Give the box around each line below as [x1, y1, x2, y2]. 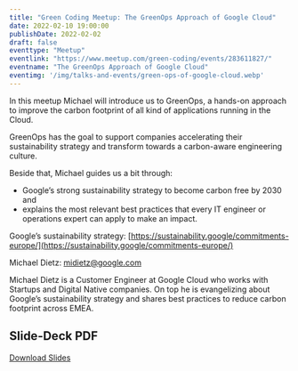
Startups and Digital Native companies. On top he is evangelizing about [9, 284, 270, 294]
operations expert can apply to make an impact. [21, 213, 198, 223]
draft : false [9, 37, 58, 47]
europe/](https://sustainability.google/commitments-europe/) [9, 239, 234, 250]
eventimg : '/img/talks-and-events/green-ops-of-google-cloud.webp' [9, 71, 265, 80]
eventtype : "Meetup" [9, 46, 86, 55]
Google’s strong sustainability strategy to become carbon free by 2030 [21, 184, 282, 196]
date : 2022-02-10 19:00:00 [9, 21, 109, 30]
